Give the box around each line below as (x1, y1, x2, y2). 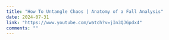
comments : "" (6, 25, 39, 31)
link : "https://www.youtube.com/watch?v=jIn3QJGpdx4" (6, 19, 143, 25)
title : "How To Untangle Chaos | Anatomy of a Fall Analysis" (6, 8, 164, 15)
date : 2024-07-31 (6, 14, 49, 20)
